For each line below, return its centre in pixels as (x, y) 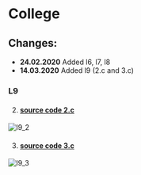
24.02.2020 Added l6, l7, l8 (65, 62)
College (34, 14)
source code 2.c (47, 110)
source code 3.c (47, 145)
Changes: (33, 43)
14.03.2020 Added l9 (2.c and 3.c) (77, 70)
